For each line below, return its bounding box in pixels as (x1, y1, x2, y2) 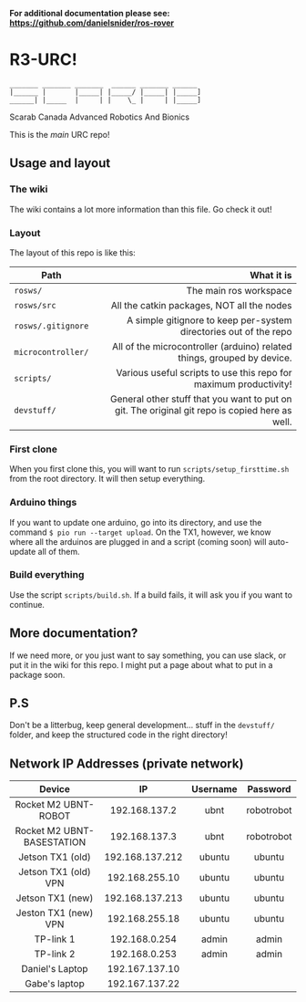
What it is (250, 268, 292, 281)
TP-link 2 (34, 948, 76, 961)
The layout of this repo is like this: (9, 246, 137, 258)
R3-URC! (9, 49, 77, 70)
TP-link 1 (34, 933, 76, 945)
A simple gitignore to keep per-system (127, 314, 292, 327)
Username (190, 783, 239, 796)
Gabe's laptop (24, 977, 85, 990)
